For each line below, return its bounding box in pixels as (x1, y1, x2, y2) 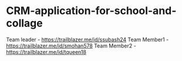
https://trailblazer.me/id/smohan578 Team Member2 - (6, 42, 136, 49)
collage (6, 16, 43, 30)
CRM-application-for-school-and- (6, 4, 177, 18)
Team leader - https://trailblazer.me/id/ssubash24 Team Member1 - (6, 36, 169, 43)
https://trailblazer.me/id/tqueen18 (6, 48, 87, 55)
